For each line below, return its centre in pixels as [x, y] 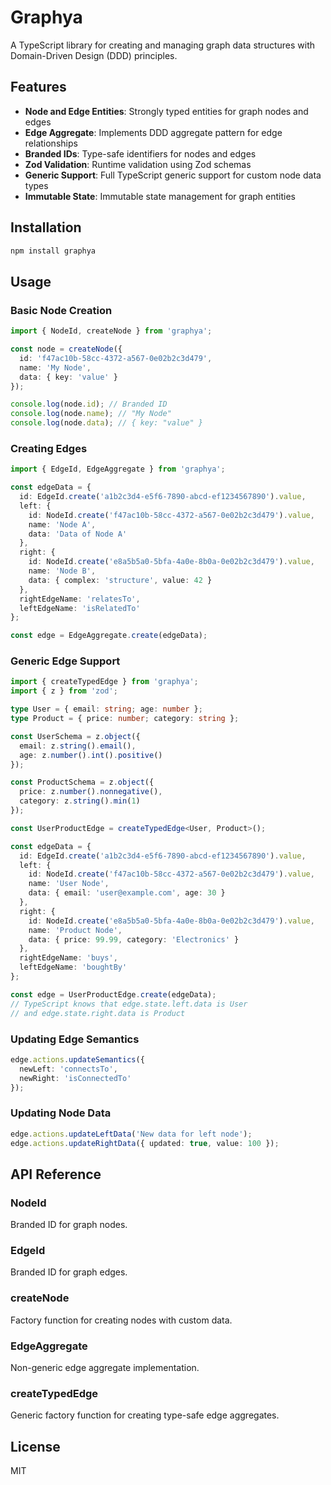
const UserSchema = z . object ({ [75, 736]
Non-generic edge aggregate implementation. [105, 1368]
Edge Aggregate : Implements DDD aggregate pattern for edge [153, 132]
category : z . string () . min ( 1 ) [80, 801]
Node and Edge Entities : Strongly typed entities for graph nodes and [166, 111]
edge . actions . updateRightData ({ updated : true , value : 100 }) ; [145, 1143]
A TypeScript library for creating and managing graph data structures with [163, 45]
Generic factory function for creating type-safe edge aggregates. [145, 1415]
